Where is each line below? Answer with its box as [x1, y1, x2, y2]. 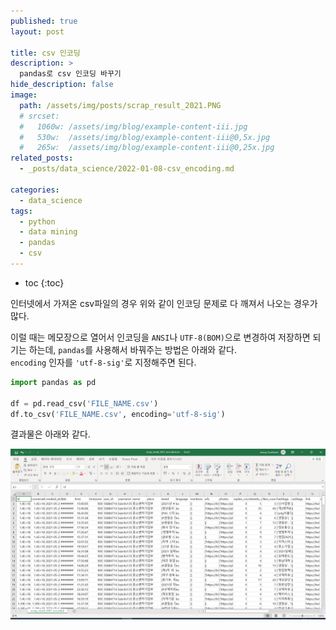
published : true [10, 16, 78, 26]
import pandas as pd [10, 377, 97, 387]
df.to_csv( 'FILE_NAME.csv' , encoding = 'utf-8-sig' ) [10, 409, 226, 419]
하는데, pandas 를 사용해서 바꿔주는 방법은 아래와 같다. [28, 343, 237, 355]
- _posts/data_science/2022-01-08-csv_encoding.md [19, 164, 235, 174]
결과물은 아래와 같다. [10, 428, 91, 440]
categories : [10, 185, 60, 195]
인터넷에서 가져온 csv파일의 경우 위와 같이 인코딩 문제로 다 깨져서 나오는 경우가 [10, 297, 318, 309]
